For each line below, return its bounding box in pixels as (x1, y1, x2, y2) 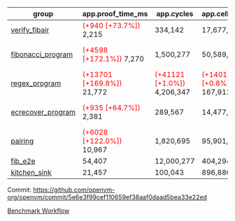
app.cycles (156, 9, 194, 18)
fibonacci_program (10, 50, 73, 59)
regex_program (10, 78, 62, 88)
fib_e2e (10, 157, 36, 166)
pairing (10, 136, 34, 145)
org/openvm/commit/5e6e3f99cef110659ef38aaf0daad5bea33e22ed (7, 193, 208, 201)
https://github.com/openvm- (33, 185, 115, 194)
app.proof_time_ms (82, 9, 148, 18)
